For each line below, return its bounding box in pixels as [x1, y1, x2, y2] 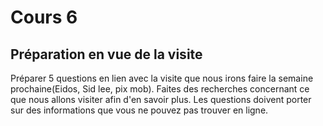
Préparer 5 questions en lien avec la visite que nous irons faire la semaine [10, 72, 314, 84]
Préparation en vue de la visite [10, 46, 203, 63]
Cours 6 [10, 6, 78, 29]
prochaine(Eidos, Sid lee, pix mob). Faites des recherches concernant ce [10, 83, 310, 95]
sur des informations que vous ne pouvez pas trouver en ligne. [10, 104, 269, 116]
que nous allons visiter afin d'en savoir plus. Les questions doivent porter [10, 94, 312, 105]
